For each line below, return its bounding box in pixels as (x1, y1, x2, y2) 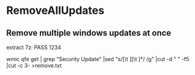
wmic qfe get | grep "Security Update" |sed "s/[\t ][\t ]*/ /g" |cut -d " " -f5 (6, 56, 190, 62)
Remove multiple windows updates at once (6, 28, 171, 38)
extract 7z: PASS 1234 (6, 44, 62, 51)
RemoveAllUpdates (6, 4, 104, 18)
